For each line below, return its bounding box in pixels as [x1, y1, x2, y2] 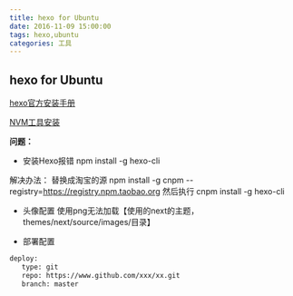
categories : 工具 [9, 38, 73, 48]
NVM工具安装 [9, 117, 61, 128]
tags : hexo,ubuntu [9, 30, 79, 39]
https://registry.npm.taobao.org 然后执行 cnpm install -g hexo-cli [43, 186, 285, 197]
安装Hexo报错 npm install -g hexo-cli [22, 155, 161, 166]
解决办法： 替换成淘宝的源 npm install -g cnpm [9, 174, 184, 186]
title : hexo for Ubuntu [9, 13, 100, 23]
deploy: [9, 254, 39, 263]
